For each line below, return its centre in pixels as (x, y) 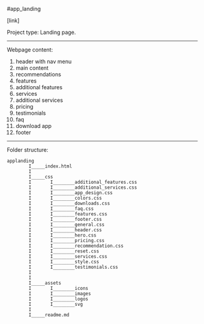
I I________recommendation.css (76, 246)
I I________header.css (65, 230)
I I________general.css (67, 224)
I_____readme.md (49, 315)
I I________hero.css (63, 235)
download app (34, 126)
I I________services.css (68, 257)
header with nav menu (44, 61)
